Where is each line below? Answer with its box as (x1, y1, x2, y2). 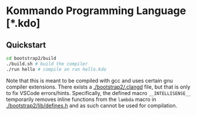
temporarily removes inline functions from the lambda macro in (6, 96, 157, 103)
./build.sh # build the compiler (6, 60, 88, 67)
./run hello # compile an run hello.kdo (6, 66, 107, 72)
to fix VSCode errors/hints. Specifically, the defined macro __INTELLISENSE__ (6, 89, 191, 96)
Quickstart (6, 40, 46, 50)
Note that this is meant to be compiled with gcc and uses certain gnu (6, 77, 173, 84)
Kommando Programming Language (6, 4, 186, 18)
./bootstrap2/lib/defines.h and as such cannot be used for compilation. (6, 102, 178, 109)
